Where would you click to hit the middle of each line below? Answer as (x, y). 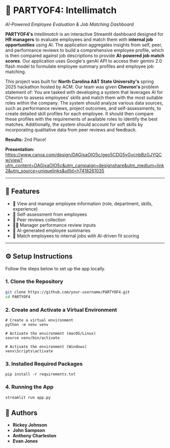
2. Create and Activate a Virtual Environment (61, 310)
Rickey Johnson (30, 425)
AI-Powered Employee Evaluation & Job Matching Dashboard (70, 24)
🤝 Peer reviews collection (39, 220)
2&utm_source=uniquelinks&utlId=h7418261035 (55, 171)
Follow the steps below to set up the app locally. (55, 268)
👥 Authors (22, 413)
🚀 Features (23, 191)
